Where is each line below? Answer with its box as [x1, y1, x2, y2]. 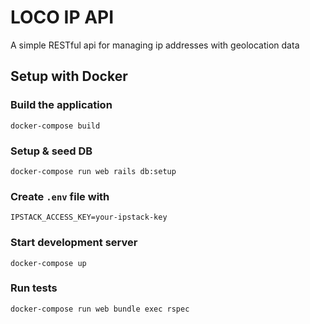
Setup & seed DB [10, 144, 93, 158]
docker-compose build [10, 121, 101, 131]
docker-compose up [10, 258, 87, 268]
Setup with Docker [10, 68, 128, 85]
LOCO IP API [10, 6, 115, 29]
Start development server [10, 236, 138, 250]
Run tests [10, 281, 58, 295]
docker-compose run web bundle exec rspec [10, 304, 190, 314]
